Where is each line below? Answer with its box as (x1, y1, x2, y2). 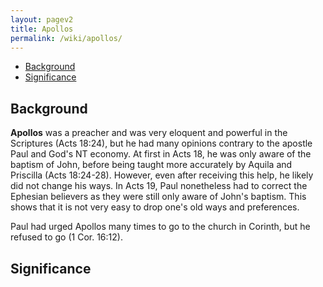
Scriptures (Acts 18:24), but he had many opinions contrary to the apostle (10, 137, 313, 150)
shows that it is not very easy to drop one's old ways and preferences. (10, 201, 300, 213)
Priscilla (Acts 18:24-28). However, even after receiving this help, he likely (10, 169, 314, 181)
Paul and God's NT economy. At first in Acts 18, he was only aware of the (10, 148, 312, 160)
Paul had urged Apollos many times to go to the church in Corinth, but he (10, 221, 311, 233)
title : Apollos (10, 24, 74, 34)
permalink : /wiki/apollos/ (10, 33, 123, 43)
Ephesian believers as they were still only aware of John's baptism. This (10, 191, 307, 203)
